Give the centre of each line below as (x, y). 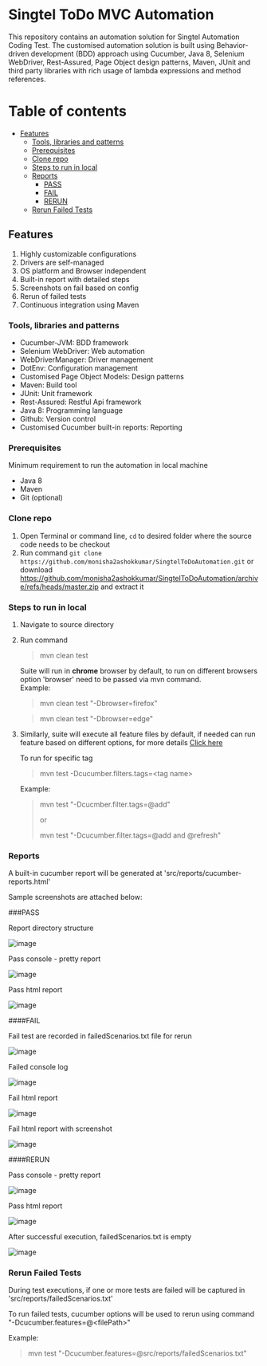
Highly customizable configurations (78, 253)
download (36, 569)
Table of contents (68, 111)
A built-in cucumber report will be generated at (85, 873)
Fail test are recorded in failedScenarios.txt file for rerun (100, 1036)
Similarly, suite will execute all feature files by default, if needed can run (137, 734)
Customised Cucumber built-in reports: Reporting (101, 427)
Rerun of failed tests (53, 296)
